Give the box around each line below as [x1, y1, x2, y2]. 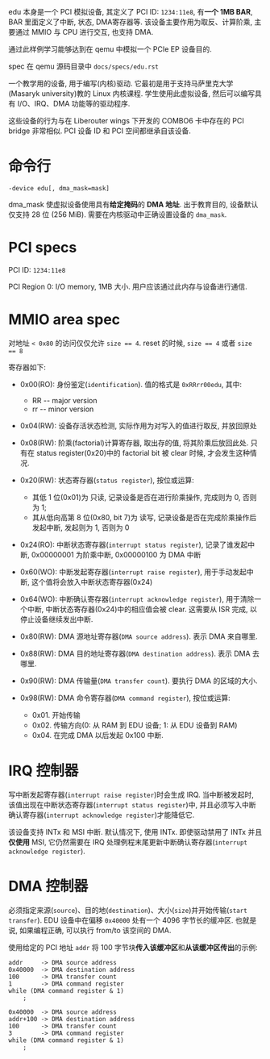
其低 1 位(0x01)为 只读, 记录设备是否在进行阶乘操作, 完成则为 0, [31, 492, 241, 502]
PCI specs [8, 239, 77, 256]
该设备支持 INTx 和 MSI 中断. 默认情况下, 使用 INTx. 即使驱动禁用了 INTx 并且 [8, 827, 263, 836]
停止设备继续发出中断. [19, 614, 93, 623]
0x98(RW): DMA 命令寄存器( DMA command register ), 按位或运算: [19, 693, 231, 703]
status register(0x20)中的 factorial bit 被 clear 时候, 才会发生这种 [35, 448, 251, 457]
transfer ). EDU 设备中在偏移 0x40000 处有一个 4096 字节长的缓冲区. [8, 915, 234, 925]
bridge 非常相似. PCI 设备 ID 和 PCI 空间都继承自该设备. [8, 126, 192, 136]
